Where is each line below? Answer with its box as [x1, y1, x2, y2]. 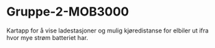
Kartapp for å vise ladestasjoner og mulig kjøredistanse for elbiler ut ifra [6, 26, 210, 34]
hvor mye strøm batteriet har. [6, 33, 88, 41]
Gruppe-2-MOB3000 [6, 4, 129, 20]
